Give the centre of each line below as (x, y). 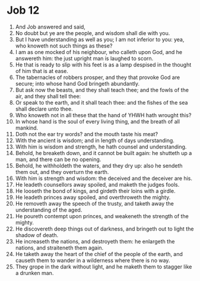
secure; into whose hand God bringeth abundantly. (77, 83)
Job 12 (23, 10)
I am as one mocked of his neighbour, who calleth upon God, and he (99, 52)
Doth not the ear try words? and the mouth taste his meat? (87, 134)
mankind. (27, 128)
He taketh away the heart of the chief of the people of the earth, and (99, 254)
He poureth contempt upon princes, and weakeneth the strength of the (102, 216)
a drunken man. (34, 273)
